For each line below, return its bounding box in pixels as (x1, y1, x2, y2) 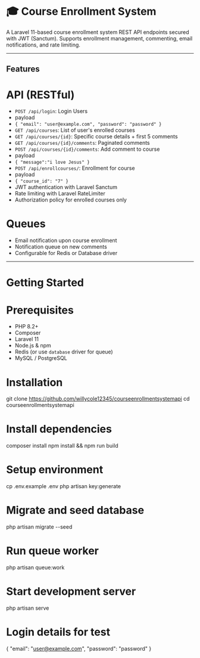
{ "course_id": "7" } (14, 178, 68, 185)
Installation (6, 375, 63, 389)
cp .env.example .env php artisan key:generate (6, 483, 121, 490)
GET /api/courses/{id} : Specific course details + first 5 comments (14, 133, 178, 140)
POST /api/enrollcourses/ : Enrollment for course (14, 164, 135, 172)
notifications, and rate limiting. (6, 41, 80, 48)
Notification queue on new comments (14, 243, 107, 250)
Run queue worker (6, 544, 99, 558)
